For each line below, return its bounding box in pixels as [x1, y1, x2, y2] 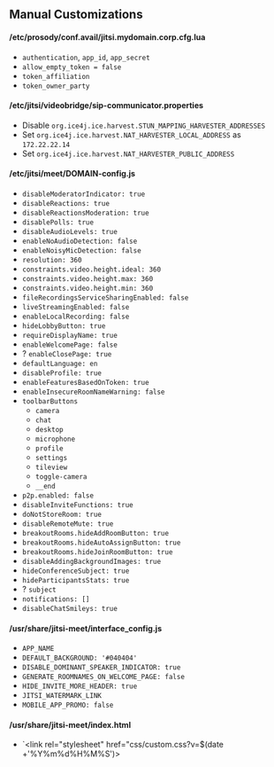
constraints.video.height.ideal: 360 [21, 265, 162, 274]
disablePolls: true [21, 218, 95, 227]
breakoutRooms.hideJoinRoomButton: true [21, 548, 173, 557]
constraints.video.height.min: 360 [21, 284, 154, 293]
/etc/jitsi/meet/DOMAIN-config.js [9, 168, 135, 179]
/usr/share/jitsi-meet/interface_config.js [9, 622, 162, 633]
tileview [34, 463, 68, 472]
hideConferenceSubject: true [21, 567, 130, 575]
